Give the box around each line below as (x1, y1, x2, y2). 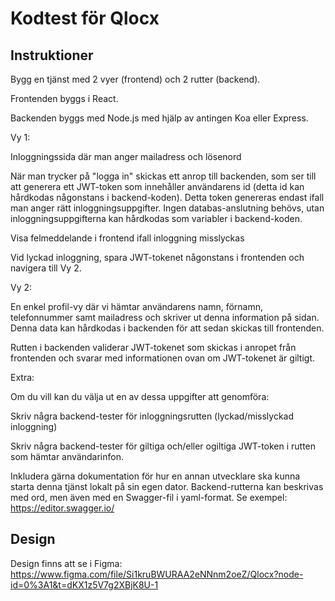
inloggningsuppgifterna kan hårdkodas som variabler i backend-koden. (10, 213, 303, 224)
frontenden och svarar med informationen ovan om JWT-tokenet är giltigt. (10, 352, 316, 364)
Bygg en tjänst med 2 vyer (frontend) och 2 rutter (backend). (10, 73, 261, 85)
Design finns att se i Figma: (10, 557, 123, 569)
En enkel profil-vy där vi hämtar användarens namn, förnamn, (10, 301, 264, 312)
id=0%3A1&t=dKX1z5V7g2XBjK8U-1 (10, 578, 159, 591)
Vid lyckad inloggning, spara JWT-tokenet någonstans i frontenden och (10, 252, 305, 263)
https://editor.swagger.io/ (10, 502, 115, 514)
